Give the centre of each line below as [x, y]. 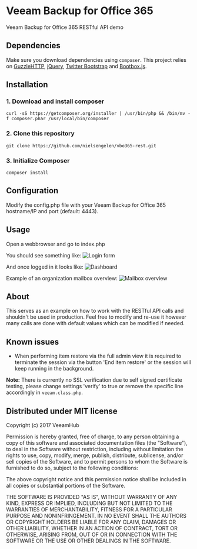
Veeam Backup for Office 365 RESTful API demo [65, 27]
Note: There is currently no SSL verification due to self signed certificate [94, 380]
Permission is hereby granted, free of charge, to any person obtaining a [93, 436]
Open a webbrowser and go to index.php [56, 244]
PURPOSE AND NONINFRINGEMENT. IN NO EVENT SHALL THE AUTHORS [96, 516]
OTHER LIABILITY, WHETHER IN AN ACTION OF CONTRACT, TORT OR [92, 528]
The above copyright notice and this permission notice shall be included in [96, 479]
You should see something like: [44, 255]
